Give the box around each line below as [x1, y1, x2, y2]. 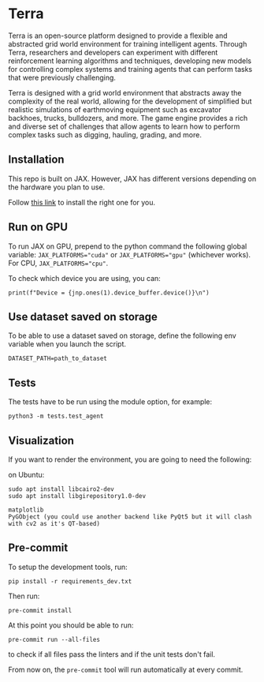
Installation [8, 153, 65, 167]
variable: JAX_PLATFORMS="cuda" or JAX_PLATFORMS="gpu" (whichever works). [8, 249, 251, 259]
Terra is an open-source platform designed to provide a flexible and [8, 31, 228, 40]
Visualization [8, 433, 75, 447]
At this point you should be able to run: [8, 620, 134, 630]
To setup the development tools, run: [8, 562, 128, 571]
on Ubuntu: [8, 470, 45, 479]
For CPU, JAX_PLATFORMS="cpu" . [8, 258, 109, 268]
